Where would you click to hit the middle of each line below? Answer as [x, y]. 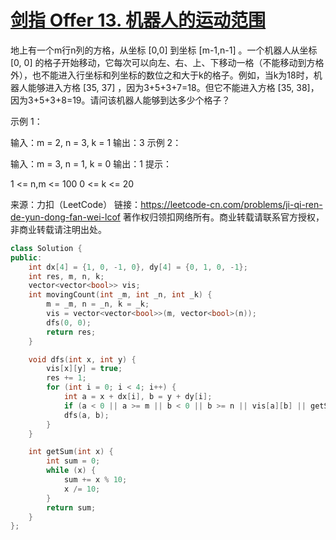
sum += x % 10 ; [95, 480]
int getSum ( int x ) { [71, 452]
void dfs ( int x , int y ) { [82, 359]
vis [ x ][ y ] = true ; [84, 369]
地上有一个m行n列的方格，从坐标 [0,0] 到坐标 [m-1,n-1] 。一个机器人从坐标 [164, 50]
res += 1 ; [66, 378]
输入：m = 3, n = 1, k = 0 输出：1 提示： [91, 163]
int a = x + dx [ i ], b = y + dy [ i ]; [138, 397]
